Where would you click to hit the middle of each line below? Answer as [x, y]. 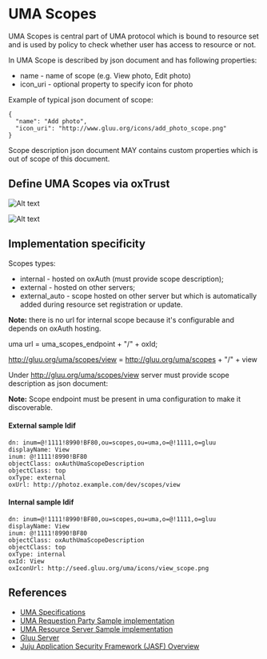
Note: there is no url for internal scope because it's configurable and [121, 319]
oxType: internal [37, 554]
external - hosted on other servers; [78, 287]
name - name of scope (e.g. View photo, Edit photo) [106, 75]
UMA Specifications [53, 612]
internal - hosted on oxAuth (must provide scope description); [122, 279]
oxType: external [37, 477]
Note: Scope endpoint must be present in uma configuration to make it [125, 399]
